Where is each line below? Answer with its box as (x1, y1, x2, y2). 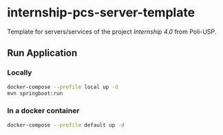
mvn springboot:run (7, 90, 63, 97)
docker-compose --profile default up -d (7, 121, 125, 128)
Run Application (7, 47, 78, 59)
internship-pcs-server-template (7, 5, 195, 21)
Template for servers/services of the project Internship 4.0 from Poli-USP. (7, 27, 217, 36)
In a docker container (7, 106, 80, 116)
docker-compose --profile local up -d (7, 84, 118, 90)
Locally (7, 68, 32, 77)
